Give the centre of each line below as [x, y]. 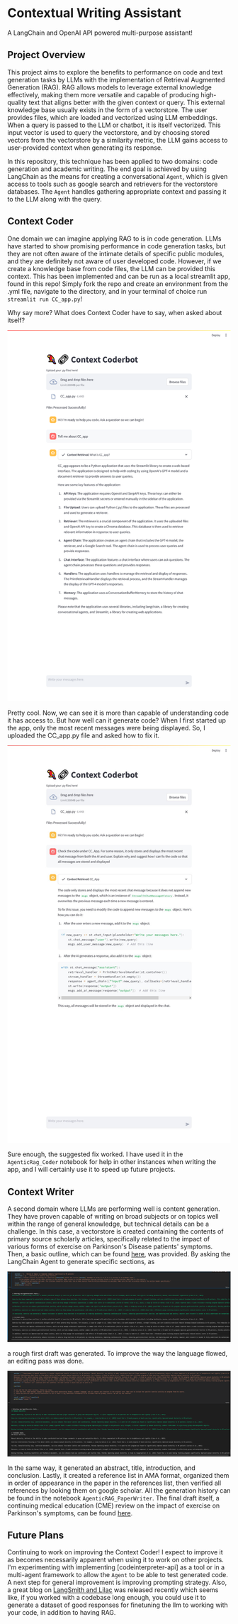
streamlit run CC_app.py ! [45, 299]
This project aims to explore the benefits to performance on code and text [115, 72]
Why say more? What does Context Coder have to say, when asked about [115, 312]
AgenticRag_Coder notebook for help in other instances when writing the [112, 1162]
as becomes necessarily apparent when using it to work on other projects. [116, 1560]
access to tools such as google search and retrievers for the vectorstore [113, 184]
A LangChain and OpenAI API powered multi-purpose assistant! [100, 33]
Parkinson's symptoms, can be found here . [70, 1513]
